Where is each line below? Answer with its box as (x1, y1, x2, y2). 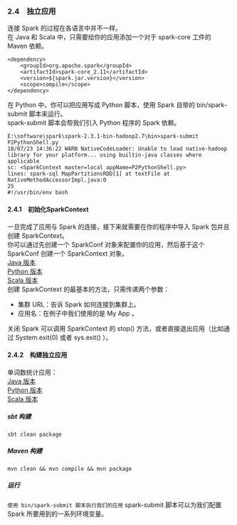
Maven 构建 (7, 446, 43, 455)
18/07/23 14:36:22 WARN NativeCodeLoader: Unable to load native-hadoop (7, 145, 228, 153)
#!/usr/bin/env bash (7, 189, 69, 196)
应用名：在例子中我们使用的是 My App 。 (17, 309, 138, 317)
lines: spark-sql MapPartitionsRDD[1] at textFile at (7, 170, 171, 178)
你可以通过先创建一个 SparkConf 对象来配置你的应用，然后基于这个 (7, 240, 205, 249)
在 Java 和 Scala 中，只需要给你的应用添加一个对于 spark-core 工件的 (7, 33, 211, 41)
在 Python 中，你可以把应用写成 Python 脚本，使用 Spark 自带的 (7, 101, 196, 109)
